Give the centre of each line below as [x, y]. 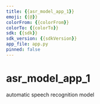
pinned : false [23, 50]
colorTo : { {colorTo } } [32, 28]
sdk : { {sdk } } [22, 33]
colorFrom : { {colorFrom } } [37, 22]
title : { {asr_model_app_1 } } [40, 11]
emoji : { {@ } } [22, 17]
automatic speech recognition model [50, 95]
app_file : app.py [27, 44]
